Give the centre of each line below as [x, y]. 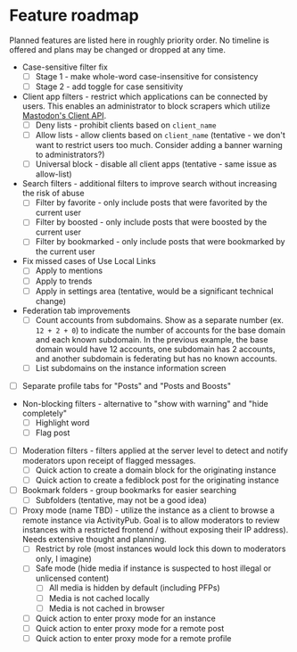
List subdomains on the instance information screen [131, 367]
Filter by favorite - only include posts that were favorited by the [151, 202]
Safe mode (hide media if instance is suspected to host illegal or [153, 568]
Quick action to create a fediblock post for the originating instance [157, 480]
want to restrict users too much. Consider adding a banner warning [159, 145]
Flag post [53, 433]
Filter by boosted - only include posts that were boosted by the [151, 222]
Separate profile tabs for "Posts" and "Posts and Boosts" [127, 385]
